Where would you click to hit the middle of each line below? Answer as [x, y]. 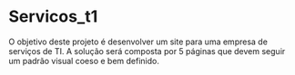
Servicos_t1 [53, 17]
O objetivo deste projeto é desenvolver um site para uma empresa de [138, 42]
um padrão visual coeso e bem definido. [84, 61]
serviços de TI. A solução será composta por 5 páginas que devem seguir [147, 51]
